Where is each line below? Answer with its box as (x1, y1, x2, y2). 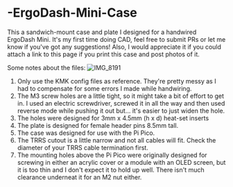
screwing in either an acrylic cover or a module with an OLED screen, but (17, 158, 226, 166)
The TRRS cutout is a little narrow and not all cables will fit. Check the (17, 136, 216, 144)
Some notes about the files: (7, 63, 86, 72)
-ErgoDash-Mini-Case (7, 5, 137, 21)
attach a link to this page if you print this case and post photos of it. (7, 50, 200, 58)
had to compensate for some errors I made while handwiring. (17, 84, 192, 92)
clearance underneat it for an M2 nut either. (17, 172, 142, 181)
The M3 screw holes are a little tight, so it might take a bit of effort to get (17, 92, 224, 100)
